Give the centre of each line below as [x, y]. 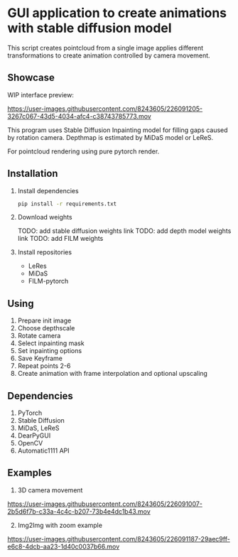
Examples [29, 473]
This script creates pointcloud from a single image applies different [106, 48]
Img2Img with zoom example [60, 525]
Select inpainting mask [51, 343]
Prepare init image [44, 320]
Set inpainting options [50, 351]
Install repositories [45, 252]
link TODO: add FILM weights [60, 239]
